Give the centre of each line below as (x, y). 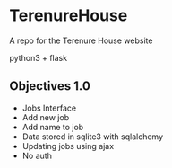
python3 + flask (39, 57)
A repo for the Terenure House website (81, 40)
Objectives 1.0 (50, 86)
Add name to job (53, 127)
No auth (37, 155)
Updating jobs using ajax (68, 146)
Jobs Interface (49, 108)
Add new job (46, 117)
